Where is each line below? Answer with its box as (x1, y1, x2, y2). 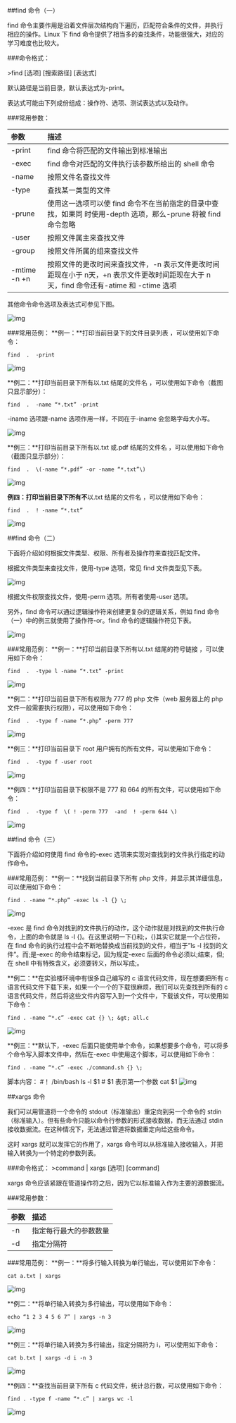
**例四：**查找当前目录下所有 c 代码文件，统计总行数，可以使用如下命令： (7, 1381, 223, 1390)
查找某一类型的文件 (47, 185, 111, 195)
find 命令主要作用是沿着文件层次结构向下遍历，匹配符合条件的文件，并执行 (7, 21, 223, 30)
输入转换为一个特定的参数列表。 (7, 1149, 100, 1157)
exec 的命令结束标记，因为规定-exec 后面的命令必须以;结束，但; (39, 950, 225, 959)
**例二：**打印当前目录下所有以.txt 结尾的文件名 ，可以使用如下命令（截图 (7, 378, 223, 386)
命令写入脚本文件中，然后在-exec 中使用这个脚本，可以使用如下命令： (13, 1050, 216, 1059)
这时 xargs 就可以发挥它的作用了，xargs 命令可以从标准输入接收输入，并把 (7, 1140, 223, 1148)
